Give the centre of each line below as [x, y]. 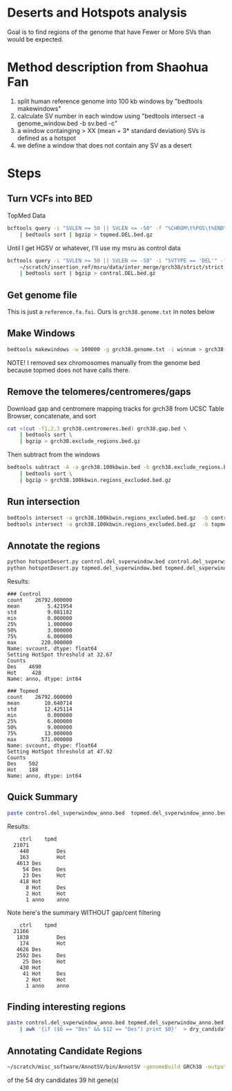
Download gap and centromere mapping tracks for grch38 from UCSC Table [116, 408]
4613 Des [29, 863]
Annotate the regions [54, 545]
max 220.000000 [40, 642]
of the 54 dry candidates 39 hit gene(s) [63, 1080]
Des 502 [23, 763]
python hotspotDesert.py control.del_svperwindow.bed [86, 562]
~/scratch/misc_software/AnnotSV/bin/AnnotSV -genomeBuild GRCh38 [105, 1067]
